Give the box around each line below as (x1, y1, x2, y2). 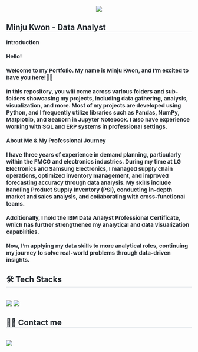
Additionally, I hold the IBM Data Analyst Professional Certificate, (6, 214, 181, 221)
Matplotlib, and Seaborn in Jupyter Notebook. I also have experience (6, 115, 190, 123)
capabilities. (6, 227, 39, 236)
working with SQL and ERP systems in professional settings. (6, 122, 168, 131)
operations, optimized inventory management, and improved (6, 171, 169, 180)
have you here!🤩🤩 (6, 73, 54, 82)
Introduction (6, 38, 39, 46)
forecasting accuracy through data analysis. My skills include (6, 178, 171, 187)
